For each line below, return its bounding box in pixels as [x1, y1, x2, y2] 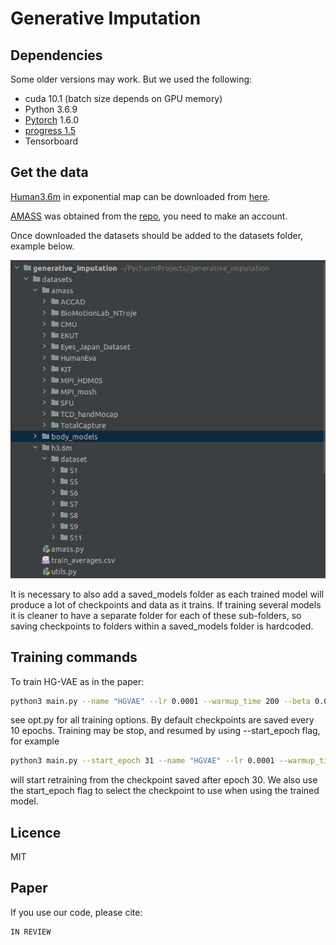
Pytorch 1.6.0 [24, 114, 79, 126]
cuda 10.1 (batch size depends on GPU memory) [24, 93, 223, 104]
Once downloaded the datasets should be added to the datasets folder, [10, 229, 304, 241]
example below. [10, 240, 75, 252]
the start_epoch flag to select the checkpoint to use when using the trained [10, 785, 320, 797]
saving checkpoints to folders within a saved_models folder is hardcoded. [10, 620, 314, 632]
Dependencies [10, 47, 103, 64]
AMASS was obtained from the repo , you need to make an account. [10, 210, 288, 222]
